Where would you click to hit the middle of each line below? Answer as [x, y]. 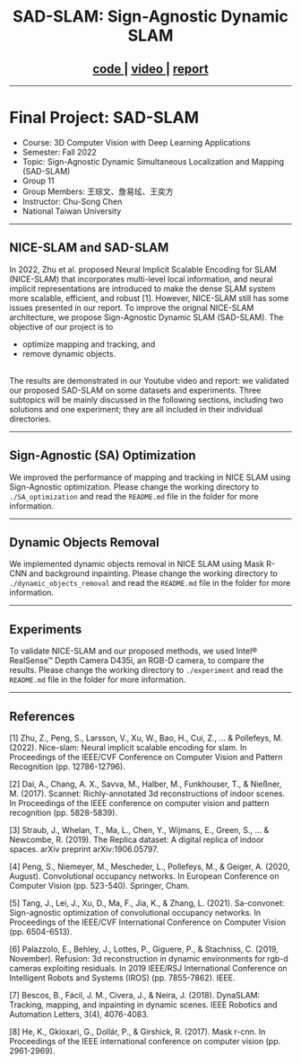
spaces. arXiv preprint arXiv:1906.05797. [84, 849]
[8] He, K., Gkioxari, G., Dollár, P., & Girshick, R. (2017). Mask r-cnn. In [138, 1032]
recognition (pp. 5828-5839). [64, 812]
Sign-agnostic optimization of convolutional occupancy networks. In [135, 913]
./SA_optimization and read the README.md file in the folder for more [134, 496]
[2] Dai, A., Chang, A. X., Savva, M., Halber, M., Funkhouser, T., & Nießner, [146, 784]
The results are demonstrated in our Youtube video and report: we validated [149, 380]
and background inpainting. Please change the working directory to [153, 573]
